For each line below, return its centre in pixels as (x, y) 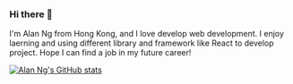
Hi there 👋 (31, 14)
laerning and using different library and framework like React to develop (142, 43)
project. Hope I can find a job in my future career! (100, 53)
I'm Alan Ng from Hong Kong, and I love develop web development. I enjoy (147, 34)
